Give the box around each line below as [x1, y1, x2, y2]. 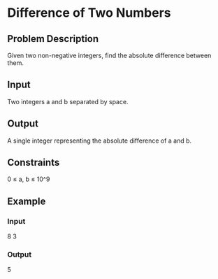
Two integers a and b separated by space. [7, 97, 129, 106]
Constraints [7, 157, 60, 169]
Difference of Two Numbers [7, 5, 171, 21]
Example [7, 195, 46, 207]
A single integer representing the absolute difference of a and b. [7, 136, 192, 145]
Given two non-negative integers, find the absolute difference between [7, 51, 212, 59]
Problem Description [7, 33, 99, 45]
